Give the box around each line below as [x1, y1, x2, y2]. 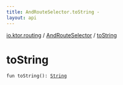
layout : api [6, 15, 37, 21]
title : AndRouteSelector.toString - [6, 9, 100, 15]
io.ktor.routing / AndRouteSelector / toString [6, 31, 117, 39]
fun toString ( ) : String [6, 73, 67, 79]
